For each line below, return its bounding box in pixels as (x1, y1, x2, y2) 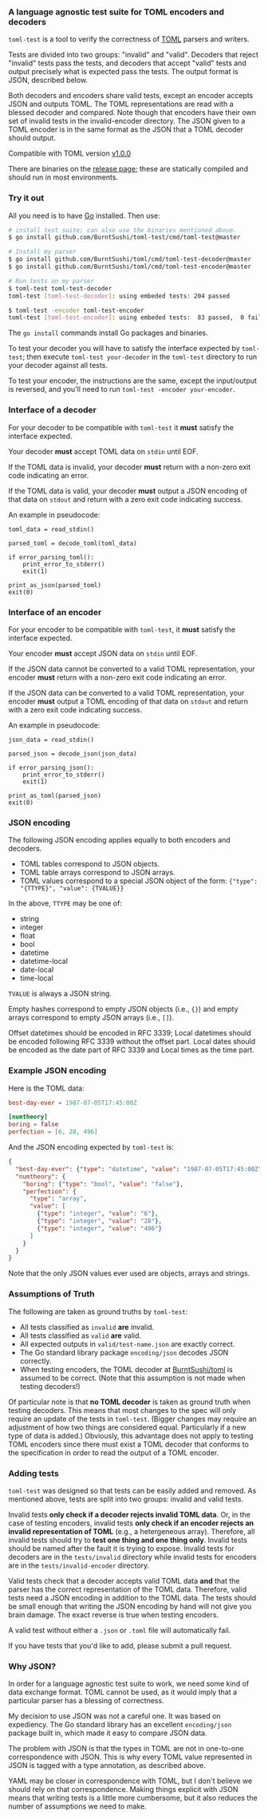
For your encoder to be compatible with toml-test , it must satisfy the (8, 625, 236, 634)
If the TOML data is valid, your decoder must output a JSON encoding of (8, 486, 247, 495)
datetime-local (19, 957, 68, 966)
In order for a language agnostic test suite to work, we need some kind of (8, 1679, 250, 1689)
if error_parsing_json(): (8, 764, 94, 771)
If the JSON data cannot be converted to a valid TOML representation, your (8, 664, 255, 673)
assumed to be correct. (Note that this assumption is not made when (19, 1373, 246, 1383)
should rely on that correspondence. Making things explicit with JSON (8, 1785, 238, 1794)
